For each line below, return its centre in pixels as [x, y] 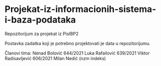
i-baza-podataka [40, 20]
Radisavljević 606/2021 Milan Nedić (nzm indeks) [55, 58]
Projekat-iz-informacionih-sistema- [80, 9]
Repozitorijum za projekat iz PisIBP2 [42, 33]
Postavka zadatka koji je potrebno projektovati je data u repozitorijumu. [78, 43]
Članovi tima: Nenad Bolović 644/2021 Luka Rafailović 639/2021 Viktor [77, 53]
